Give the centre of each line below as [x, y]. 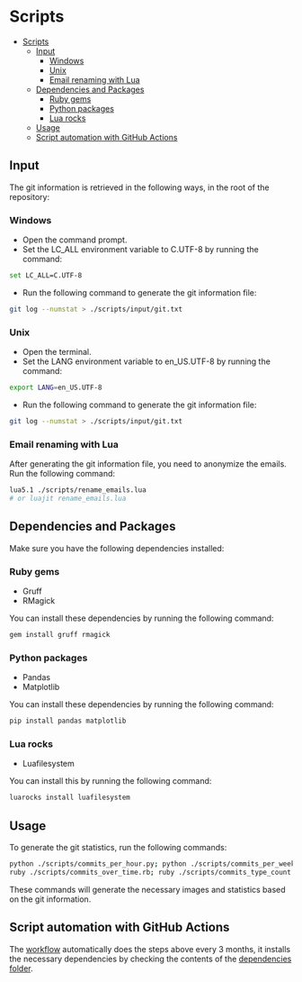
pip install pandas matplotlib [68, 721]
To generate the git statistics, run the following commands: [118, 848]
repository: [30, 196]
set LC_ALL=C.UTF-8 [46, 276]
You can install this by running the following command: [111, 781]
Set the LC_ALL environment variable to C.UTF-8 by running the [140, 250]
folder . [21, 968]
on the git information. [50, 899]
